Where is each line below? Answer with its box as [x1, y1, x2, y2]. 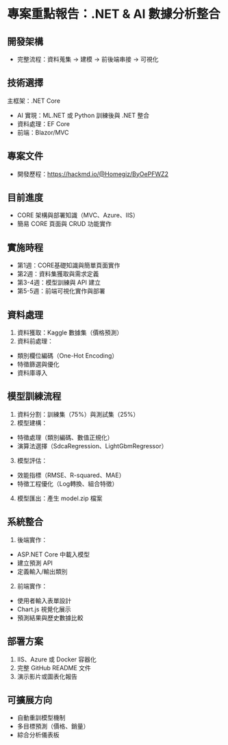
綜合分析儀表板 [16, 731, 60, 739]
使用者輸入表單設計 [16, 596, 72, 604]
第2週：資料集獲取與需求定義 [16, 270, 99, 278]
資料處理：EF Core [16, 119, 71, 127]
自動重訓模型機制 [16, 713, 66, 722]
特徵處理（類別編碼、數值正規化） [16, 433, 114, 441]
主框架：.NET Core [7, 97, 60, 105]
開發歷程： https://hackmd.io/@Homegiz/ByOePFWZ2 [16, 169, 169, 178]
